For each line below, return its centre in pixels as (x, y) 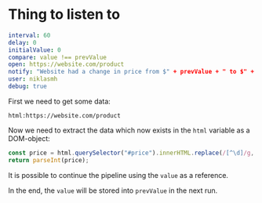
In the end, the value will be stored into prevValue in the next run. (113, 190)
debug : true (27, 87)
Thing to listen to (64, 14)
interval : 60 (29, 35)
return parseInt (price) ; (49, 160)
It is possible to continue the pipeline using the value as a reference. (118, 175)
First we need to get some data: (60, 101)
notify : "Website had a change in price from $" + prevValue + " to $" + (131, 72)
